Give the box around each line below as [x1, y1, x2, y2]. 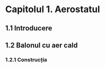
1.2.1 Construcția [5, 56, 47, 63]
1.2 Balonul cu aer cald [5, 41, 78, 49]
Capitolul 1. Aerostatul [5, 4, 100, 15]
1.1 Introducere [5, 24, 52, 32]
